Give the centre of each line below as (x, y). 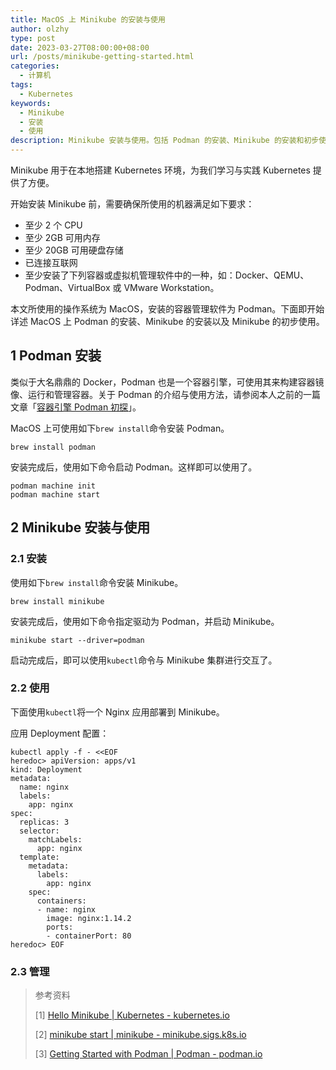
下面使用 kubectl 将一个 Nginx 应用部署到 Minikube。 (117, 712)
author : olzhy (40, 29)
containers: (61, 901)
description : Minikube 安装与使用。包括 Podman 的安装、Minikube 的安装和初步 (165, 141)
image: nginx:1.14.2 (89, 918)
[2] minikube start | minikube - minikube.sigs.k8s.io (140, 1035)
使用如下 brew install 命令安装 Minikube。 (97, 582)
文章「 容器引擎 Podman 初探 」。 (76, 407)
